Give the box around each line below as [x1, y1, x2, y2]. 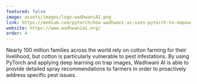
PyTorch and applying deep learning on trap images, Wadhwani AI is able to [6, 59, 189, 66]
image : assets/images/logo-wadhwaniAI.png [6, 14, 111, 20]
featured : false [6, 8, 46, 15]
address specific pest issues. [6, 72, 77, 79]
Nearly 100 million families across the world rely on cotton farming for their [6, 46, 186, 53]
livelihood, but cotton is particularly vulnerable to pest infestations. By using [6, 53, 189, 60]
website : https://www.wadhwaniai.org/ [6, 25, 101, 31]
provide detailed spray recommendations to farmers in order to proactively [6, 65, 186, 72]
